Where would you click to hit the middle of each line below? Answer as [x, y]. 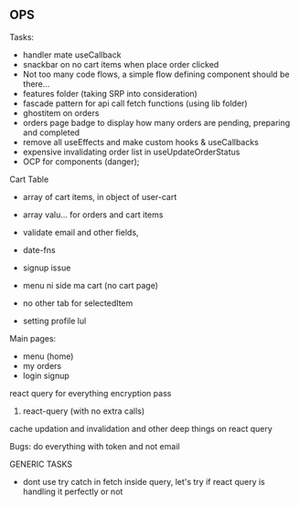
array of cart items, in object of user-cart [100, 196]
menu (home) [48, 356]
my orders [42, 365]
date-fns [39, 249]
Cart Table [29, 179]
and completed [51, 132]
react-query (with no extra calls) [84, 411]
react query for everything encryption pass [91, 393]
